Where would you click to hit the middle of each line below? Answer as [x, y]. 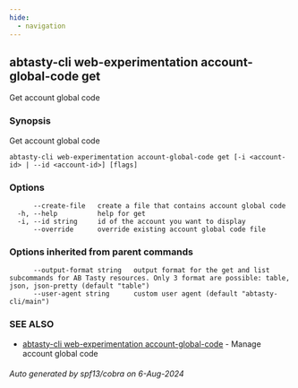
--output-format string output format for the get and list [151, 271]
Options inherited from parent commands [102, 252]
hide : [19, 17]
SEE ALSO [32, 324]
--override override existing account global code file [149, 229]
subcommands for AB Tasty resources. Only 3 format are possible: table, [150, 279]
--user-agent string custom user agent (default [136, 294]
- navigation [42, 26]
